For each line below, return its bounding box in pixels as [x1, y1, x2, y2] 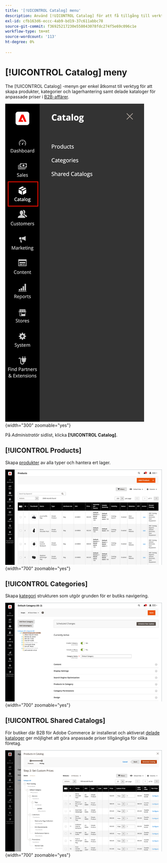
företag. [5, 740, 21, 746]
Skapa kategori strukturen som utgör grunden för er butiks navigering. [5, 593, 149, 599]
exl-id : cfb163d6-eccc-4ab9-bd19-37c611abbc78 [5, 18, 103, 23]
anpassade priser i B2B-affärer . [5, 93, 70, 99]
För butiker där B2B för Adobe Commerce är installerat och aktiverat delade [5, 729, 160, 735]
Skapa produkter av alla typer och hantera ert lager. [5, 460, 111, 466]
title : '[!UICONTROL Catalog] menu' [5, 8, 81, 13]
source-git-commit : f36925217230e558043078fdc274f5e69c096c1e [5, 24, 137, 29]
